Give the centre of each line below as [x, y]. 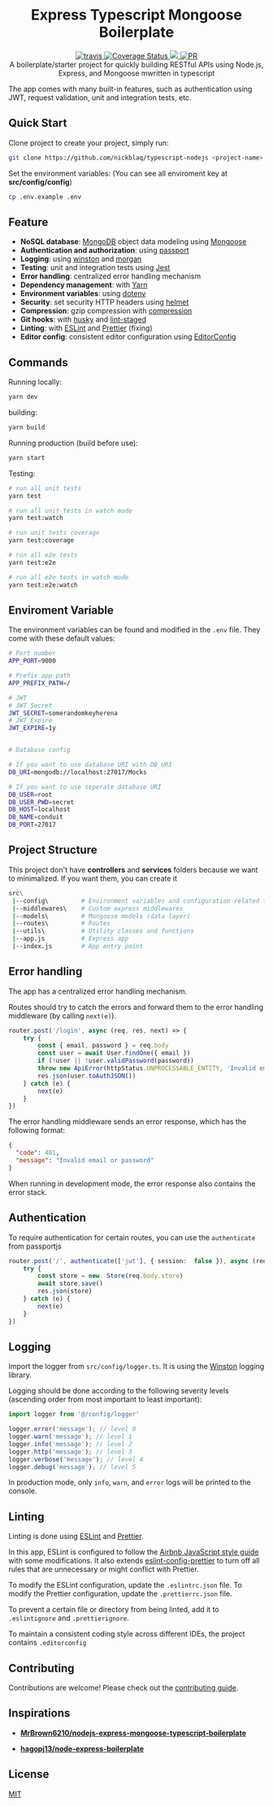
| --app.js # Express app [70, 939]
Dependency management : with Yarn [84, 285]
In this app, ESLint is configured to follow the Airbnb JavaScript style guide [134, 1552]
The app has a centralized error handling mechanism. [98, 991]
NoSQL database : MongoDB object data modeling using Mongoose [133, 242]
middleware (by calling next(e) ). [62, 1016]
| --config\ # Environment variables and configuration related [136, 901]
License [29, 1775]
